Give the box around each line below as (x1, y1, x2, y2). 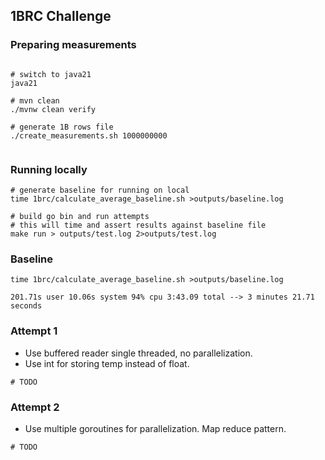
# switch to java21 (10, 69, 92, 79)
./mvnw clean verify (10, 104, 97, 114)
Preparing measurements (10, 38, 137, 52)
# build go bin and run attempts (10, 211, 150, 221)
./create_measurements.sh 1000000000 (10, 130, 168, 141)
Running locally (10, 162, 88, 176)
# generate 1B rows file (10, 122, 114, 132)
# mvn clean (10, 95, 60, 106)
